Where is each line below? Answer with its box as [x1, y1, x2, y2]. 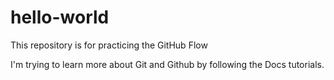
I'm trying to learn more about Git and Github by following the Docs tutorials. [10, 58, 325, 70]
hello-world [10, 6, 110, 29]
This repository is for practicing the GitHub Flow [10, 39, 208, 51]
